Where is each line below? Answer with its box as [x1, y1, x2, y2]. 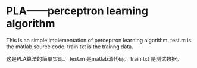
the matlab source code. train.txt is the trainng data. [6, 43, 133, 50]
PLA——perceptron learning [6, 4, 149, 18]
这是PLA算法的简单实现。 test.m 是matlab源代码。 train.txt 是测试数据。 [6, 55, 183, 62]
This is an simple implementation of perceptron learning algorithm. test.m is [6, 36, 192, 44]
